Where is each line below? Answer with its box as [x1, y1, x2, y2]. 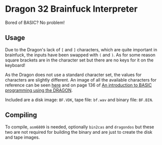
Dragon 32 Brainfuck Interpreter [5, 3, 138, 15]
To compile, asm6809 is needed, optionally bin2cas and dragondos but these [5, 124, 155, 130]
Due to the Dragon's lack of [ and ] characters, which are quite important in [5, 46, 158, 52]
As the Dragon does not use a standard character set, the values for [5, 72, 142, 78]
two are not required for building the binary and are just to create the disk [5, 129, 153, 135]
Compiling [5, 111, 38, 119]
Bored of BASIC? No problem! [5, 20, 65, 25]
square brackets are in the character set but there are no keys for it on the [5, 57, 154, 63]
